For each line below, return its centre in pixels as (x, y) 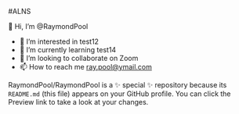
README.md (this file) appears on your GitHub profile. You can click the (119, 94)
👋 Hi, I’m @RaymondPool (48, 26)
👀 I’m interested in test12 (59, 41)
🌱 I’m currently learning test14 (68, 50)
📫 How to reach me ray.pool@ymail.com (86, 67)
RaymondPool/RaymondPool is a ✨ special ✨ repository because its (118, 85)
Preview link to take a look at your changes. (78, 102)
